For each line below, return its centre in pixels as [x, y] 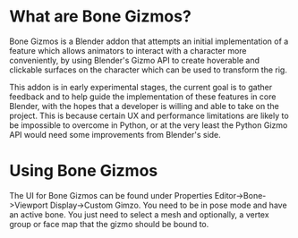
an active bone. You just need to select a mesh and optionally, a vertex [140, 214]
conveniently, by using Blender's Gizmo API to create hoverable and [135, 60]
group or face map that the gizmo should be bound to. [109, 224]
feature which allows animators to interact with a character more [128, 50]
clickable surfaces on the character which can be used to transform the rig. [149, 70]
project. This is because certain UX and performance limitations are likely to [149, 115]
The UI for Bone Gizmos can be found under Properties [111, 195]
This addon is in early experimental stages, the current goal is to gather [141, 87]
